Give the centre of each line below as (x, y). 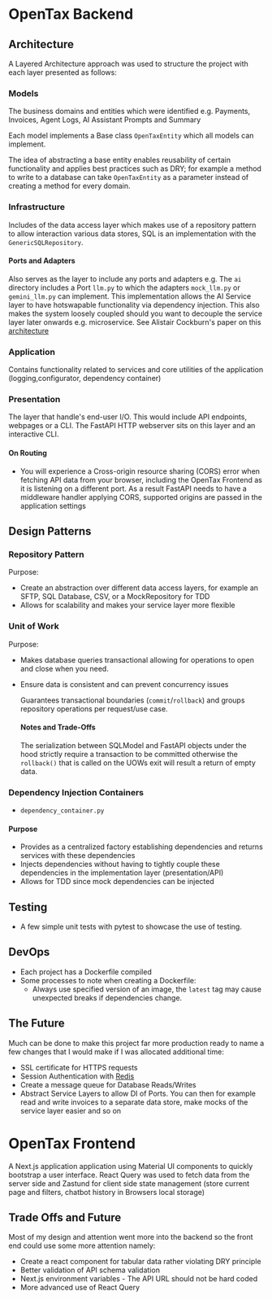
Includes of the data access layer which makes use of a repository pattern (132, 225)
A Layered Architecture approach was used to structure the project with (129, 63)
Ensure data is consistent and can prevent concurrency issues (124, 684)
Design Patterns (50, 531)
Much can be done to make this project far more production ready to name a (136, 1043)
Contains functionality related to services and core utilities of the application (136, 370)
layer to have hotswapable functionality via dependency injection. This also (134, 304)
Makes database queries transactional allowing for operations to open (137, 659)
